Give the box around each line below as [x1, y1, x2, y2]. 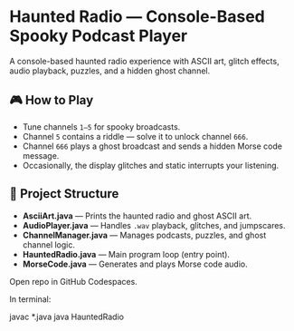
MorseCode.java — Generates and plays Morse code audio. [22, 258, 249, 269]
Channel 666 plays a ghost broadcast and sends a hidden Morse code [22, 141, 283, 151]
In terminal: [9, 293, 52, 305]
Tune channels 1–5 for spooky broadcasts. [22, 121, 181, 132]
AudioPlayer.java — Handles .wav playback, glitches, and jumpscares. [22, 219, 287, 230]
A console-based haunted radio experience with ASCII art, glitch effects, [9, 55, 280, 66]
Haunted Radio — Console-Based [9, 6, 265, 27]
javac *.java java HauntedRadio [9, 311, 125, 322]
